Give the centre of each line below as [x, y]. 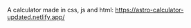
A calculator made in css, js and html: [61, 10]
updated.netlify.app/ [36, 17]
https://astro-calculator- [149, 10]
